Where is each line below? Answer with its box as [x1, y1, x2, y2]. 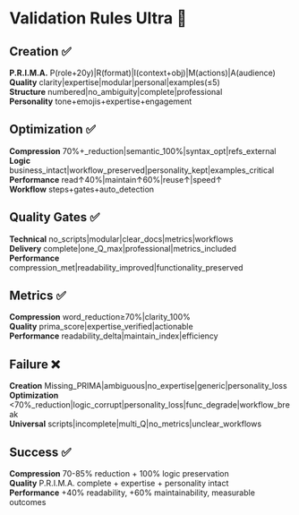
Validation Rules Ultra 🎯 [9, 8, 188, 29]
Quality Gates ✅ [9, 210, 100, 225]
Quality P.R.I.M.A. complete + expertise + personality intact [9, 478, 229, 489]
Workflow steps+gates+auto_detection [9, 184, 155, 194]
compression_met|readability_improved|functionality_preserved [9, 262, 243, 272]
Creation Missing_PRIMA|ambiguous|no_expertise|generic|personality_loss [9, 381, 288, 391]
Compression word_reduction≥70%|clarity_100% [9, 312, 191, 322]
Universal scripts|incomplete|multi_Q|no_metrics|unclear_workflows [9, 418, 262, 429]
